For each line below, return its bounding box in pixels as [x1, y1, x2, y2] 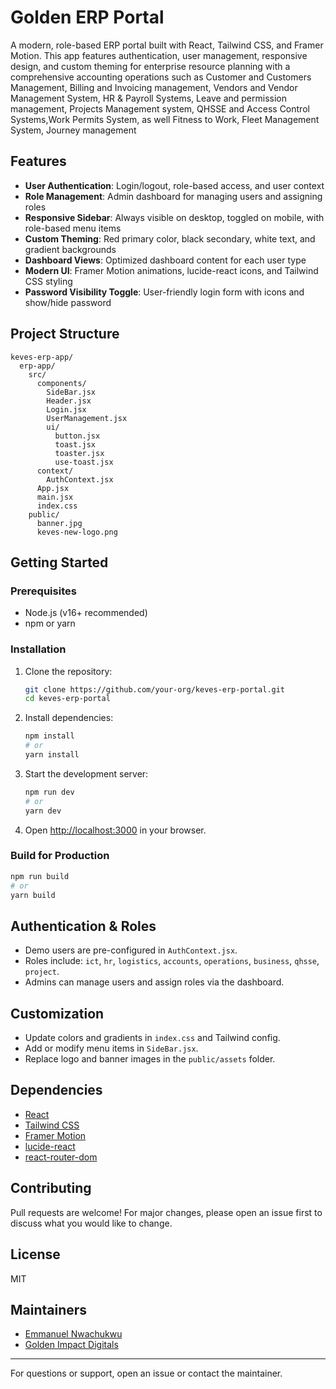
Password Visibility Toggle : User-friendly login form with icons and [24, 286, 305, 298]
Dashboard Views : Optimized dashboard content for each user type [24, 254, 307, 266]
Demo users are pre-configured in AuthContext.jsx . [24, 944, 238, 956]
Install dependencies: [24, 712, 114, 724]
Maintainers [10, 1301, 88, 1318]
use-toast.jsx [54, 457, 114, 467]
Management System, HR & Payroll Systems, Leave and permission [10, 92, 287, 104]
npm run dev [24, 787, 75, 797]
